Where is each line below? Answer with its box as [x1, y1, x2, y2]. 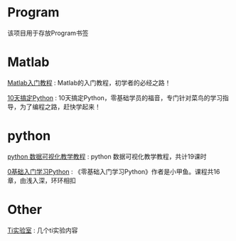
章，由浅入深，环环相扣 [7, 176, 76, 185]
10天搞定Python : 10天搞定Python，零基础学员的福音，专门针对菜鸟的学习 [7, 93, 223, 102]
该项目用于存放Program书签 [7, 28, 89, 37]
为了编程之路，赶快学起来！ [19, 102, 101, 111]
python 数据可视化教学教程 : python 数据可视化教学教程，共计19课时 [7, 152, 207, 161]
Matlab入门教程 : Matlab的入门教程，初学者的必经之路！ [7, 78, 171, 87]
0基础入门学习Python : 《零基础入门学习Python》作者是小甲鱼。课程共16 [7, 167, 220, 176]
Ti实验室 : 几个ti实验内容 [7, 225, 78, 235]
